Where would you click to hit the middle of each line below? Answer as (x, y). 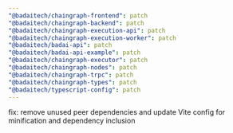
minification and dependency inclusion (72, 121)
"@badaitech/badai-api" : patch (60, 45)
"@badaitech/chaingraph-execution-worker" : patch (93, 38)
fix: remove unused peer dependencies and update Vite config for (117, 112)
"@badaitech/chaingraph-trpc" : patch (71, 75)
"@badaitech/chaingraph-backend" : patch (77, 23)
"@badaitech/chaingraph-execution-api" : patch (87, 30)
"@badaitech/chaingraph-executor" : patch (78, 61)
